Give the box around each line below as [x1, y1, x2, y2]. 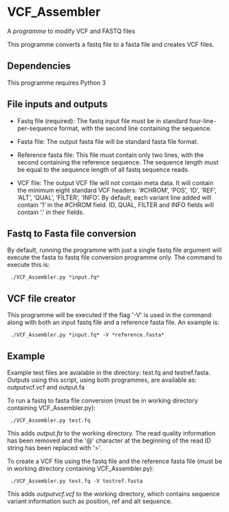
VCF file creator [7, 292, 76, 304]
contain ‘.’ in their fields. [17, 208, 85, 216]
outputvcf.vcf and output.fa [7, 383, 85, 391]
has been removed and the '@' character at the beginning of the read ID [7, 436, 211, 445]
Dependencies [7, 60, 71, 72]
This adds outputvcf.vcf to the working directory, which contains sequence [7, 490, 220, 498]
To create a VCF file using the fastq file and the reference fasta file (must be [7, 457, 222, 465]
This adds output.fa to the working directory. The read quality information [7, 429, 216, 437]
